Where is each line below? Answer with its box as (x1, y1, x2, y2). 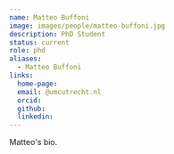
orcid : (17, 95, 42, 105)
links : (9, 71, 34, 80)
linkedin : (17, 112, 54, 121)
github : (17, 104, 46, 113)
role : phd (9, 46, 46, 55)
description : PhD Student (9, 29, 105, 38)
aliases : (9, 54, 42, 63)
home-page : (17, 79, 58, 88)
